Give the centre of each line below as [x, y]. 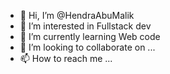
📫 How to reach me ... [66, 58]
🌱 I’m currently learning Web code [90, 36]
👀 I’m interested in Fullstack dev [85, 26]
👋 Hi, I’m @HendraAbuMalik [77, 15]
